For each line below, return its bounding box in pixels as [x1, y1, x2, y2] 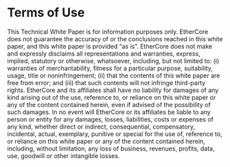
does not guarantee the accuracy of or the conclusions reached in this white [7, 34, 223, 43]
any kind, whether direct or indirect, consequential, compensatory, [7, 122, 196, 131]
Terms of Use [7, 5, 85, 21]
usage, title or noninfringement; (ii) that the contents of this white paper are [7, 71, 220, 80]
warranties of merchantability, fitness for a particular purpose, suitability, [7, 64, 213, 72]
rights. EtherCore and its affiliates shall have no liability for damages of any [7, 86, 219, 94]
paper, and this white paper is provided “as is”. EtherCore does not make [7, 42, 213, 50]
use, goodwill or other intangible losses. [7, 151, 120, 159]
